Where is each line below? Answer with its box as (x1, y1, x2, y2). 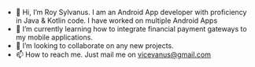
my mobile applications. (15, 32, 93, 42)
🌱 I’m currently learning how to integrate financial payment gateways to (15, 24, 247, 33)
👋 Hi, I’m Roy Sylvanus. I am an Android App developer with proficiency (15, 8, 247, 17)
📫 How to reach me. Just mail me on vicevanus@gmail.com (15, 50, 211, 59)
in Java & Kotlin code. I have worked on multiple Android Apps (15, 16, 218, 25)
